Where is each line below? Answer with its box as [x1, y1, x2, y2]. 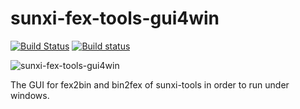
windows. [10, 89, 50, 101]
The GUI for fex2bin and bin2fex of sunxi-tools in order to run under [10, 78, 290, 91]
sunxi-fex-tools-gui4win [10, 7, 220, 30]
